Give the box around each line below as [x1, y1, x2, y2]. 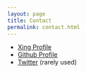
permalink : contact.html [7, 23, 80, 30]
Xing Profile [17, 43, 52, 52]
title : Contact [7, 17, 52, 24]
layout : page [7, 10, 46, 18]
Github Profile [17, 50, 58, 59]
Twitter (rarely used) [17, 58, 78, 67]
